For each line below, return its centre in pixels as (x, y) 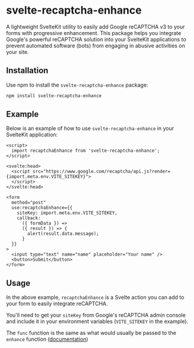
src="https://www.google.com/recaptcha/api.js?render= (101, 172)
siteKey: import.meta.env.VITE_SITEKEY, (67, 213)
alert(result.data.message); (63, 234)
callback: (29, 218)
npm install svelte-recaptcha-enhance (54, 95)
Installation (27, 71)
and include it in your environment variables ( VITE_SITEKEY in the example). (97, 321)
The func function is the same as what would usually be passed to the (91, 333)
